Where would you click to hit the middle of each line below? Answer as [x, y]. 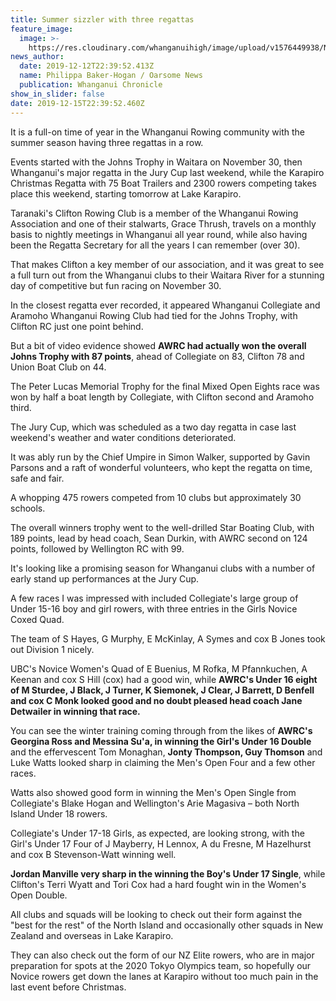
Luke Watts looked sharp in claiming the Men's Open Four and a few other [163, 762]
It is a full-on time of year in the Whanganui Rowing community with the [157, 132]
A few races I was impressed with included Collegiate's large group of [154, 598]
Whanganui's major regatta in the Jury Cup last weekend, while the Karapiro [167, 172]
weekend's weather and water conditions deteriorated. [123, 437]
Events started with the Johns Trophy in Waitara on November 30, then [156, 162]
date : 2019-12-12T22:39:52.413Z [87, 66]
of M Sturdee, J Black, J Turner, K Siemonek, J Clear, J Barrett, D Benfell [162, 690]
